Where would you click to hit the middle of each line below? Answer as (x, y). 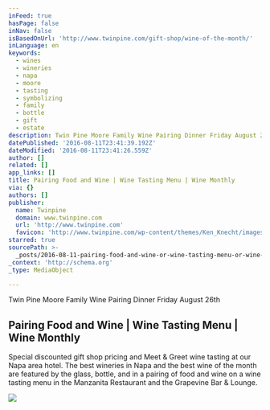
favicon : (30, 233)
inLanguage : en (34, 46)
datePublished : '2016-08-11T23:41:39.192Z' (82, 143)
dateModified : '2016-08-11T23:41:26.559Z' (80, 150)
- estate (30, 128)
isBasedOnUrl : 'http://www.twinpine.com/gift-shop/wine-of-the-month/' (131, 38)
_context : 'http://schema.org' (61, 262)
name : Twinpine (41, 210)
